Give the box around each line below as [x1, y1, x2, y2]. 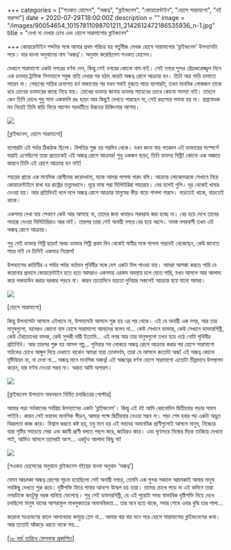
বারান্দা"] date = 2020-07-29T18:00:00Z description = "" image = [7, 14, 185, 21]
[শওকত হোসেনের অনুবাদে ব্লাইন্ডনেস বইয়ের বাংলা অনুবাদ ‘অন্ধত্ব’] [7, 462, 134, 470]
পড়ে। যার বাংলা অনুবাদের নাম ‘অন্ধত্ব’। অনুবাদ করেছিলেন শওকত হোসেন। [7, 50, 154, 58]
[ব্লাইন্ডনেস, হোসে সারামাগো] [7, 130, 63, 137]
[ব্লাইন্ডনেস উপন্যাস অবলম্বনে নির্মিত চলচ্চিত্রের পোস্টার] [7, 390, 112, 398]
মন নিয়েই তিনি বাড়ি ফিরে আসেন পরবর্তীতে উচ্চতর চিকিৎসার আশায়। [7, 103, 140, 111]
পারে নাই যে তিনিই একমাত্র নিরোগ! [7, 247, 74, 255]
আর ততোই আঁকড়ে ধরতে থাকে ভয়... [7, 520, 80, 529]
